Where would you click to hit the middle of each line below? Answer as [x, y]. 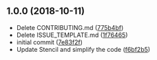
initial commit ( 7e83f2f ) [50, 42]
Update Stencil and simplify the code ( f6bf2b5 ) [83, 49]
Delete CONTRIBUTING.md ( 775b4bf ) [70, 27]
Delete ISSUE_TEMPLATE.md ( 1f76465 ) [72, 35]
